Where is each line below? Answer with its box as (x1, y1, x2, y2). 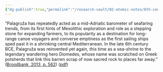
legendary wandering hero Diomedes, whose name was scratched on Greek (5, 51, 158, 57)
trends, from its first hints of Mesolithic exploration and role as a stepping (5, 25, 151, 31)
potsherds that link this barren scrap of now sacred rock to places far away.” (5, 56, 158, 62)
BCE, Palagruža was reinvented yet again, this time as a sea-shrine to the (5, 46, 151, 52)
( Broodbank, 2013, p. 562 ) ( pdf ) (5, 61, 69, 67)
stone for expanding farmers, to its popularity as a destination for (5, 30, 135, 36)
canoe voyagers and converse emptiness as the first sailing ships (17, 36, 149, 42)
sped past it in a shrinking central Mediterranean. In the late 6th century (5, 41, 149, 46)
